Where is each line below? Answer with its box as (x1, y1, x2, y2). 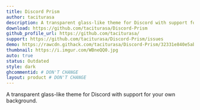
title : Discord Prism (6, 8, 60, 15)
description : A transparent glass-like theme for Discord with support (6, 20, 187, 25)
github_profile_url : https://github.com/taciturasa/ (6, 31, 140, 37)
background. (6, 97, 37, 104)
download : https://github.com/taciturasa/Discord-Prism (6, 25, 148, 31)
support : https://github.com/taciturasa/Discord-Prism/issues (6, 36, 164, 42)
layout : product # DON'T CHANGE (6, 75, 86, 80)
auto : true (6, 53, 33, 59)
